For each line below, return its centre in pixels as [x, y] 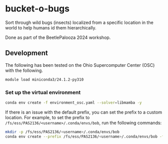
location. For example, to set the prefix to [47, 117]
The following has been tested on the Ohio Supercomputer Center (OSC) [80, 65]
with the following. [24, 70]
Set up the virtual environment [43, 92]
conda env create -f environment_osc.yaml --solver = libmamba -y [73, 103]
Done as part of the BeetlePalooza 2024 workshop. [58, 37]
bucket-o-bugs [37, 9]
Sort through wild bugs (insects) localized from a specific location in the [79, 22]
